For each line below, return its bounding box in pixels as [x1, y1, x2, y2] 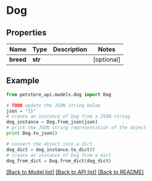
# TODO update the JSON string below [6, 102, 101, 108]
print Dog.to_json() [6, 130, 58, 137]
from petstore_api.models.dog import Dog [6, 91, 112, 98]
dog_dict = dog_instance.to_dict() [6, 146, 96, 153]
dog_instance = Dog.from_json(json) [6, 119, 98, 125]
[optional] [93, 55, 121, 64]
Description [53, 46, 87, 53]
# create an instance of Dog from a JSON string [6, 113, 130, 120]
